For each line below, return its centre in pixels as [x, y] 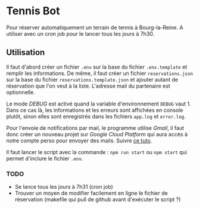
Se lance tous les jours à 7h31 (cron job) [64, 187]
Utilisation [26, 53]
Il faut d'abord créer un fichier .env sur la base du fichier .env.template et [97, 67]
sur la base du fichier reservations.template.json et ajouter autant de [92, 79]
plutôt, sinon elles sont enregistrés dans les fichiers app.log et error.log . [96, 116]
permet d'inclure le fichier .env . [45, 158]
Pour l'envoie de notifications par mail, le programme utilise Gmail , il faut [95, 128]
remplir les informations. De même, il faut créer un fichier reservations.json [100, 73]
